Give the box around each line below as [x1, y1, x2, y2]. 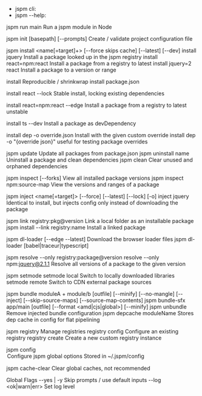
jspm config [6, 346, 36, 353]
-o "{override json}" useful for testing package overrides [6, 138, 148, 145]
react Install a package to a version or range [6, 66, 116, 73]
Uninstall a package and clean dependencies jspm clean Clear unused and [6, 156, 193, 163]
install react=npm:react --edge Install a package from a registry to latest [6, 101, 187, 109]
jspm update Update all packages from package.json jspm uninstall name [6, 150, 190, 157]
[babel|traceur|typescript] [23, 242, 89, 249]
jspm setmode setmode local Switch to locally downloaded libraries [6, 272, 175, 279]
